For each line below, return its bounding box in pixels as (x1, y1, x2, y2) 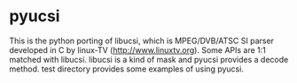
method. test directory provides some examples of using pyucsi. (9, 64, 244, 74)
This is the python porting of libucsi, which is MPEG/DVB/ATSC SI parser (9, 35, 275, 46)
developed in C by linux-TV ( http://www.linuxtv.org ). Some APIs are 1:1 (9, 44, 266, 55)
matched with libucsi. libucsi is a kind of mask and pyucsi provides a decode (9, 54, 289, 64)
